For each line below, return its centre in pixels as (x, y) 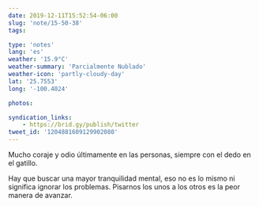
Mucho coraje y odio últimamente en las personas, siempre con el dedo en (129, 154)
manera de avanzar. (40, 195)
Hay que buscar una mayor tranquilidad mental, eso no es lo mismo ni (122, 178)
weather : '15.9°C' (38, 59)
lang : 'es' (26, 52)
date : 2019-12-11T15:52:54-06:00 (63, 15)
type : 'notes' (32, 44)
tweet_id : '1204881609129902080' (63, 132)
